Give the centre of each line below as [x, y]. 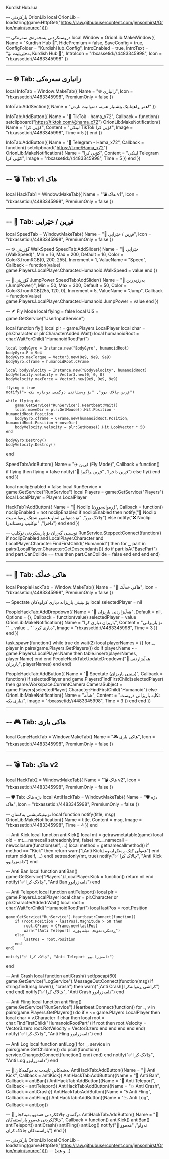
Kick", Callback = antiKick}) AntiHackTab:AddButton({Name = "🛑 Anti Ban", [83, 1075]
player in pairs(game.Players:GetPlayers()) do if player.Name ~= [72, 648]
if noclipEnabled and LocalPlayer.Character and [55, 538]
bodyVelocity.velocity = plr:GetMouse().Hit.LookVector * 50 [80, 427]
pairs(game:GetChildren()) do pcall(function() [53, 1049]
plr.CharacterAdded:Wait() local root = [45, 902]
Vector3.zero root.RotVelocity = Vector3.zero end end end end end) [76, 1028]
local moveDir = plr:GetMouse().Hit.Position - [65, 410]
